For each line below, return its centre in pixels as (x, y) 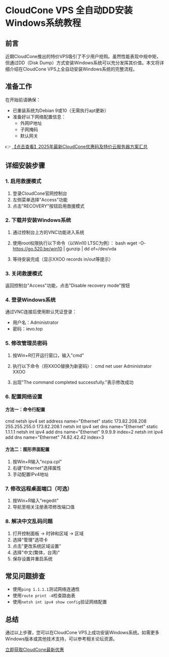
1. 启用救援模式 (23, 181)
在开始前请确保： (23, 100)
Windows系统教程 (43, 23)
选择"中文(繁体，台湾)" (36, 552)
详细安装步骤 (25, 166)
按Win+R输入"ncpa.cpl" (37, 462)
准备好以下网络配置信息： (39, 116)
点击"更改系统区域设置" (37, 546)
